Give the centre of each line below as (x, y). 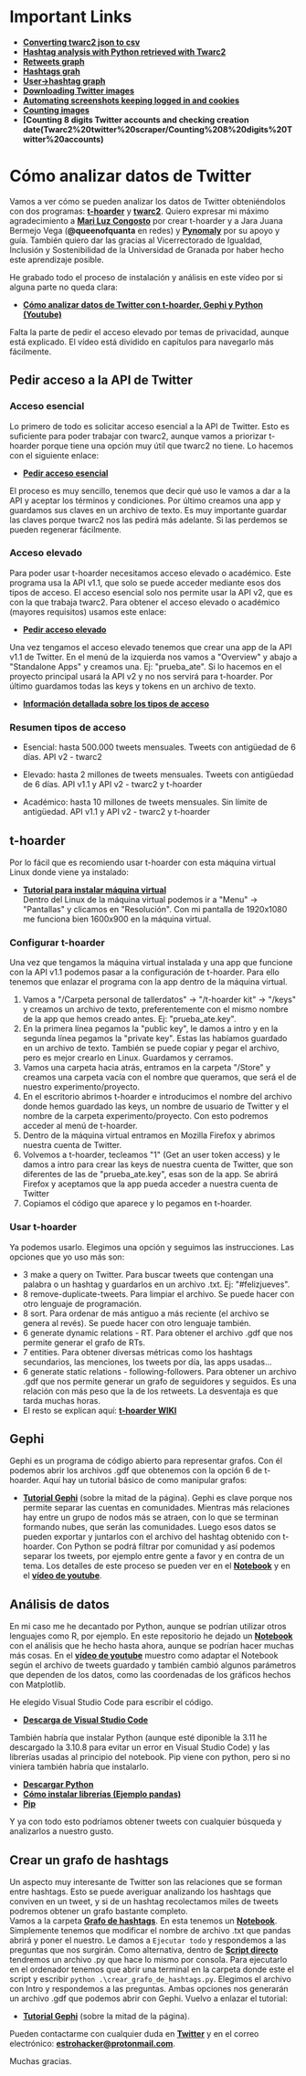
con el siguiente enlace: (54, 455)
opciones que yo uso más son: (67, 1257)
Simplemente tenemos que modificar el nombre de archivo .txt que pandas (150, 1930)
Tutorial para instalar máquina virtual (95, 890)
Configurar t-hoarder (57, 943)
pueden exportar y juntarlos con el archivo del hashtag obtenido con (152, 1537)
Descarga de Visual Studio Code (85, 1720)
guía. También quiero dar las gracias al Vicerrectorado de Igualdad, (136, 240)
